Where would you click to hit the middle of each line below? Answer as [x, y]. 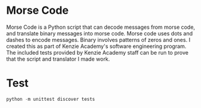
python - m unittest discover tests [51, 99]
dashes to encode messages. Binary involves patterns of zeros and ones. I [98, 40]
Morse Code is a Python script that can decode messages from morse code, [101, 27]
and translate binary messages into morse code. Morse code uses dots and [100, 33]
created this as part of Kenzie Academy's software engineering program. [96, 46]
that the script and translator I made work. [58, 59]
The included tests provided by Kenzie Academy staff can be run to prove [97, 52]
